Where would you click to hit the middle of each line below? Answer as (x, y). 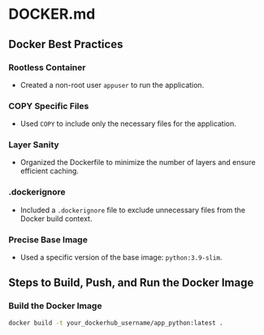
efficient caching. (50, 171)
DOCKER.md (52, 14)
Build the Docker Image (55, 306)
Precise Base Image (48, 239)
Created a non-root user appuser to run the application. (112, 85)
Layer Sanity (34, 145)
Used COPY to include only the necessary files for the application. (128, 124)
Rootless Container (47, 67)
